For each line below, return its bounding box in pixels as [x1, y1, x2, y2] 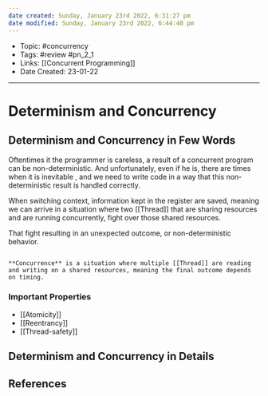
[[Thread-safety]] [19, 327, 78, 336]
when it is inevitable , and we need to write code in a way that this [8, 172, 225, 181]
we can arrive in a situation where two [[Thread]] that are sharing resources [8, 204, 258, 214]
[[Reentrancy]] [19, 318, 69, 327]
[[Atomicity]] [19, 309, 62, 319]
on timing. [8, 273, 45, 281]
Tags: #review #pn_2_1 [19, 49, 94, 59]
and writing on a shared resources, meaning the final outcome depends [8, 266, 251, 274]
